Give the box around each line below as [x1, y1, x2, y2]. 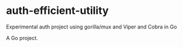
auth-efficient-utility [6, 4, 109, 17]
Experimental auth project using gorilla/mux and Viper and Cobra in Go [6, 23, 177, 30]
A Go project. [6, 34, 38, 41]
